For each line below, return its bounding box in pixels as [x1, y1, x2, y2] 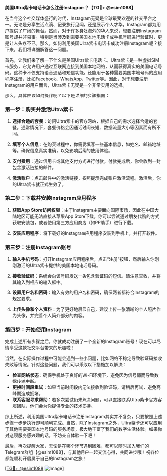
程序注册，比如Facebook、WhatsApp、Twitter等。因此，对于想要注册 [5, 76, 148, 82]
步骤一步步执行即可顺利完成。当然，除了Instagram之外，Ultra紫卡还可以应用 [5, 420, 162, 426]
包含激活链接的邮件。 [12, 164, 56, 171]
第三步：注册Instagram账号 [5, 244, 71, 251]
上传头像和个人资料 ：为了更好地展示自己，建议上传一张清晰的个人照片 [12, 306, 157, 312]
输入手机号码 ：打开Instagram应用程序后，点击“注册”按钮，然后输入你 [12, 256, 155, 262]
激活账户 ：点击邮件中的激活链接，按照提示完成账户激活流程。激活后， [12, 175, 157, 181]
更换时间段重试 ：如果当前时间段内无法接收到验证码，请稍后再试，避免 [12, 384, 157, 390]
